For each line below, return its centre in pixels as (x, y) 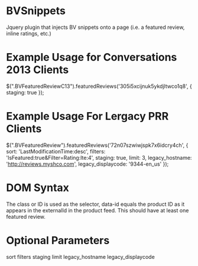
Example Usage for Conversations (92, 58)
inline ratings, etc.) (29, 33)
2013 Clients (38, 70)
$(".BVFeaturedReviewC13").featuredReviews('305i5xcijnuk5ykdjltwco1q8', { (99, 86)
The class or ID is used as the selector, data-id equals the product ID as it (95, 204)
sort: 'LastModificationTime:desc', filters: (56, 151)
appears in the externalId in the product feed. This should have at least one (98, 210)
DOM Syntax (38, 188)
